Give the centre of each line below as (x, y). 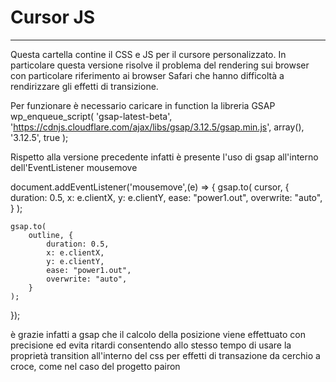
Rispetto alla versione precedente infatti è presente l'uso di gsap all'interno (164, 157)
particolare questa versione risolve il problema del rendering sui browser (160, 65)
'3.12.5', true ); (39, 137)
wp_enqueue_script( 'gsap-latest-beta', (91, 116)
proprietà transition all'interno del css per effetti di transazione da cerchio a (165, 355)
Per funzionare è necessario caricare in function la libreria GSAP (143, 105)
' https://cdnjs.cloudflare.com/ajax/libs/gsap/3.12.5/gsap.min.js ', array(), (157, 127)
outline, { (51, 235)
